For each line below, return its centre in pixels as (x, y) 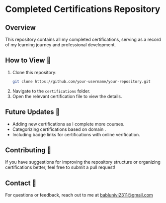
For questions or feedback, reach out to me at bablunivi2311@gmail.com (79, 195)
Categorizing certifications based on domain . (59, 129)
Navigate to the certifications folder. (51, 91)
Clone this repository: (34, 72)
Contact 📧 (21, 183)
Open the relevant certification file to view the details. (67, 96)
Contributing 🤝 (28, 150)
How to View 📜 (28, 60)
